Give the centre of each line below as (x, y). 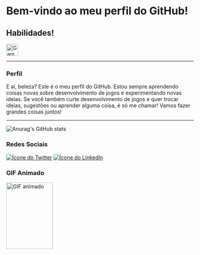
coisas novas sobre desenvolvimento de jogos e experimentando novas (94, 93)
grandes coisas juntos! (34, 112)
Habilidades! (30, 33)
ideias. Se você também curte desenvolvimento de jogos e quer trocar (92, 99)
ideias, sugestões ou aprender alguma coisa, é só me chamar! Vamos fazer (98, 106)
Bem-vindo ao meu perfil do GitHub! (97, 11)
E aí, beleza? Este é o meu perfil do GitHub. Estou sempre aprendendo (92, 87)
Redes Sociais (27, 144)
